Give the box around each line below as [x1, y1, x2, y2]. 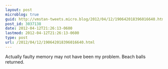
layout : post [5, 7, 32, 12]
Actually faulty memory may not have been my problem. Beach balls [5, 53, 146, 59]
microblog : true [5, 12, 39, 17]
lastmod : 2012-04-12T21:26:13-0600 [5, 30, 79, 35]
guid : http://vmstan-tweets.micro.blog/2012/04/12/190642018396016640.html [5, 16, 166, 21]
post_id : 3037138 [5, 21, 41, 26]
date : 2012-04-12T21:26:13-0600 [5, 26, 72, 31]
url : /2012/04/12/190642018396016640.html [5, 40, 95, 45]
